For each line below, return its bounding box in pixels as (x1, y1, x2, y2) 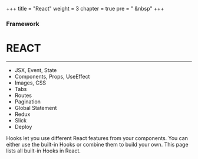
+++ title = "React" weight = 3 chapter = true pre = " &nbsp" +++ (6, 5, 164, 12)
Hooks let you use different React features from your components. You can (6, 134, 189, 141)
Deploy (14, 123, 32, 130)
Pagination (14, 98, 41, 105)
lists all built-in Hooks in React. (6, 147, 81, 154)
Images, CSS (14, 79, 46, 86)
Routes (14, 92, 32, 99)
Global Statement (14, 104, 57, 111)
